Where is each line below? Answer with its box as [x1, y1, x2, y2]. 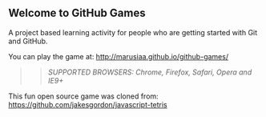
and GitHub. [8, 36, 48, 46]
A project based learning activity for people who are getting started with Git [8, 27, 258, 37]
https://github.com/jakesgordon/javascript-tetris [8, 99, 168, 109]
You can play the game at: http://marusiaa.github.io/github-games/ [8, 51, 229, 61]
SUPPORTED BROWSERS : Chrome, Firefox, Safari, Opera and [47, 67, 252, 77]
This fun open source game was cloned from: [8, 91, 159, 101]
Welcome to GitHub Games [8, 6, 146, 20]
